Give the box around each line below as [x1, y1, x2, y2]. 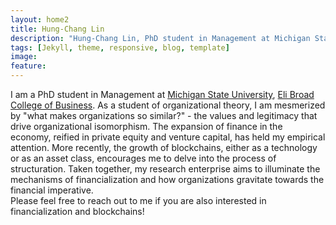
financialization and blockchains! [10, 206, 145, 217]
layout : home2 [10, 14, 70, 25]
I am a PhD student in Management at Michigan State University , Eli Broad [10, 89, 315, 100]
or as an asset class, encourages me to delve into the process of [10, 152, 277, 164]
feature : [10, 61, 47, 71]
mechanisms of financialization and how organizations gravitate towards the [10, 174, 325, 185]
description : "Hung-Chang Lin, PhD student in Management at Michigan [10, 33, 311, 43]
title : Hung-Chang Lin [10, 24, 105, 34]
